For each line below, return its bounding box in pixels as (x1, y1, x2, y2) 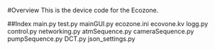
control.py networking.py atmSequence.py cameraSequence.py (7, 27, 194, 35)
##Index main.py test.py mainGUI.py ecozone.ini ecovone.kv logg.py (7, 20, 209, 27)
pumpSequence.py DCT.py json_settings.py (7, 35, 136, 43)
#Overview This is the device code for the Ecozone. (7, 6, 159, 14)
